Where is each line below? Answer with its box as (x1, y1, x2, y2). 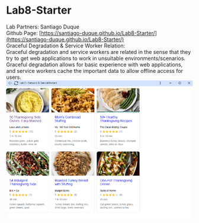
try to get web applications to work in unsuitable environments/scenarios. (6, 55, 185, 62)
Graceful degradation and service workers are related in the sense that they (6, 48, 191, 55)
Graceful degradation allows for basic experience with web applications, (6, 60, 183, 68)
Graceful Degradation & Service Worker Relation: (6, 42, 126, 49)
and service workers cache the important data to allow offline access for (6, 67, 184, 74)
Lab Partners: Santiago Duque (6, 23, 80, 30)
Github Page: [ (6, 29, 41, 36)
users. (6, 74, 22, 81)
